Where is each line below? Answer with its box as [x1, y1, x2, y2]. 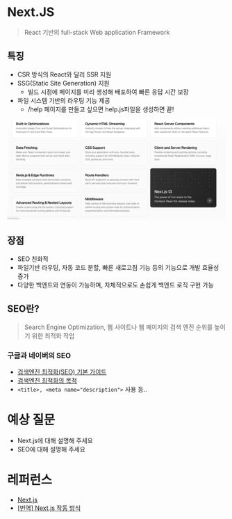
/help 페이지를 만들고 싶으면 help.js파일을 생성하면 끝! [27, 105, 174, 113]
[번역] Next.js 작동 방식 [17, 504, 81, 512]
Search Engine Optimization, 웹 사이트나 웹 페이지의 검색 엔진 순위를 [24, 323, 213, 331]
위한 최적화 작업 [31, 331, 75, 340]
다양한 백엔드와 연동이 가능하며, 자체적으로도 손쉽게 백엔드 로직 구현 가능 [17, 280, 214, 289]
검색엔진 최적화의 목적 [17, 376, 78, 385]
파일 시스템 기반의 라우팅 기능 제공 [17, 96, 110, 104]
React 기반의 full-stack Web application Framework [24, 28, 170, 36]
